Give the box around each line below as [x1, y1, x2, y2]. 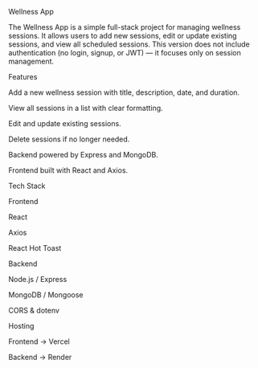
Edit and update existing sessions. [8, 119, 122, 128]
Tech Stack [8, 181, 46, 190]
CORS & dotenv [8, 305, 60, 315]
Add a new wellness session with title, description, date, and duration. [8, 88, 240, 97]
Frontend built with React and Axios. [8, 166, 129, 175]
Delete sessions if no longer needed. [8, 134, 130, 144]
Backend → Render [8, 353, 72, 362]
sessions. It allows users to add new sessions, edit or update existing [8, 31, 237, 40]
